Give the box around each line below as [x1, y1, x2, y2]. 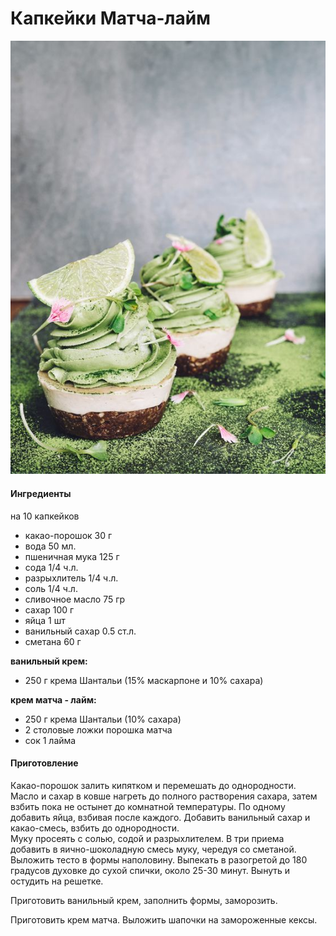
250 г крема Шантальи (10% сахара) [24, 713, 182, 725]
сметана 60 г [24, 635, 82, 647]
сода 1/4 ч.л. [24, 561, 79, 573]
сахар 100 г [24, 603, 75, 616]
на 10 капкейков [10, 510, 80, 522]
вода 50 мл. [24, 540, 77, 552]
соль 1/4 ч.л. [24, 582, 78, 594]
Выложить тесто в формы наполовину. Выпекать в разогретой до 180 [10, 853, 308, 866]
